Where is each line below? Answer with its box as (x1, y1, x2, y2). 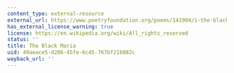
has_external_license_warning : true (7, 23, 114, 30)
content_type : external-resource (7, 10, 104, 17)
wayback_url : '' (7, 56, 54, 63)
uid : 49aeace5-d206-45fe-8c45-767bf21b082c (7, 49, 136, 56)
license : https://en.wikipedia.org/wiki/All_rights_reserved (7, 29, 189, 37)
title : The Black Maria (7, 42, 77, 49)
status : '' (7, 36, 39, 43)
